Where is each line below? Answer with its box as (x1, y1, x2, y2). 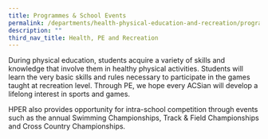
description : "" (8, 26, 62, 34)
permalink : (8, 19, 45, 27)
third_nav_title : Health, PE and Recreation (8, 33, 159, 42)
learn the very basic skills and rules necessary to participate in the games (8, 72, 250, 82)
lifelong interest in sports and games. (8, 89, 130, 99)
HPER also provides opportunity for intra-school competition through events (8, 105, 258, 114)
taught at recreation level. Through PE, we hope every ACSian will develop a (8, 81, 258, 91)
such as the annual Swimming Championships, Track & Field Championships (8, 113, 259, 123)
